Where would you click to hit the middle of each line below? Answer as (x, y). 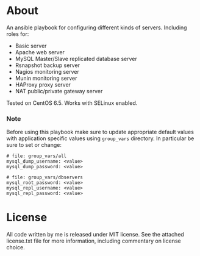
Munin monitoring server (46, 78)
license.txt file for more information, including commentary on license (94, 241)
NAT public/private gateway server (59, 91)
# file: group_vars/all (37, 156)
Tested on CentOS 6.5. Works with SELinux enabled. (72, 103)
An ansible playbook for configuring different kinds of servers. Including (97, 27)
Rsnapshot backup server (48, 65)
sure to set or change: (34, 145)
